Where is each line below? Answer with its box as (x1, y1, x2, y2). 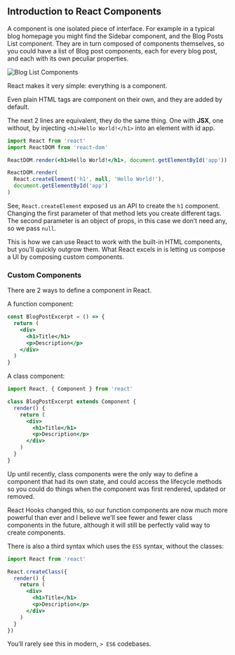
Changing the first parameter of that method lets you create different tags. (7, 209, 222, 217)
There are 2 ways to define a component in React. (7, 286, 152, 295)
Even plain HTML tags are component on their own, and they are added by (7, 95, 223, 103)
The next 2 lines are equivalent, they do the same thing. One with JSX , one (7, 116, 224, 125)
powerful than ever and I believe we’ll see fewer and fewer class (7, 513, 193, 521)
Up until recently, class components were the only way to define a (7, 469, 199, 478)
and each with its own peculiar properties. (7, 54, 129, 63)
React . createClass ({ (7, 568, 68, 575)
